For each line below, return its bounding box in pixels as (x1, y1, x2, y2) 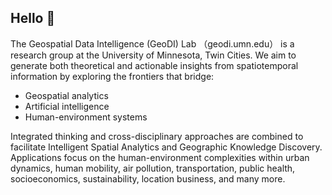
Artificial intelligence (24, 100, 110, 112)
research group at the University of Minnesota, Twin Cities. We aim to (10, 49, 297, 61)
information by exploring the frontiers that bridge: (10, 70, 215, 82)
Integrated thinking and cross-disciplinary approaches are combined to (10, 130, 304, 142)
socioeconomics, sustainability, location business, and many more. (10, 172, 286, 185)
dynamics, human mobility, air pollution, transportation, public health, (10, 162, 296, 174)
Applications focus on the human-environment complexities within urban (10, 151, 310, 163)
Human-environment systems (24, 111, 148, 123)
